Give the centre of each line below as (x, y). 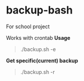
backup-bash (39, 10)
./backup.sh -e (38, 49)
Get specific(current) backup (42, 60)
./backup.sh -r (38, 72)
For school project (28, 26)
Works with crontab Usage (38, 38)
